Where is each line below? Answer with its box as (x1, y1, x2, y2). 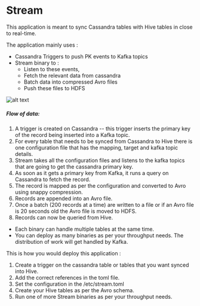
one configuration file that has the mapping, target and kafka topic (14, 144, 179, 151)
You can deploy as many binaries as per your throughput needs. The (14, 231, 184, 239)
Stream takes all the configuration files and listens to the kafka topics (14, 157, 185, 164)
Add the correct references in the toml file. (14, 274, 120, 281)
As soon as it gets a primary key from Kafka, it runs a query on (14, 169, 169, 176)
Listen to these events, (23, 65, 80, 72)
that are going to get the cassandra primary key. (14, 163, 134, 170)
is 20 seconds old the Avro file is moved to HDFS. (14, 207, 137, 215)
